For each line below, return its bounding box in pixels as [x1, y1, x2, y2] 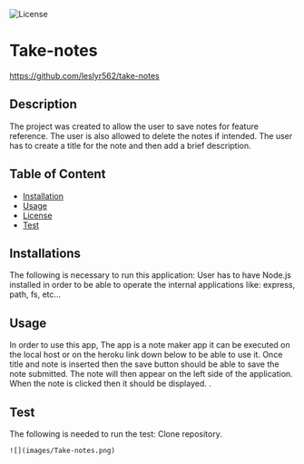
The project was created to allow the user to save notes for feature [9, 121, 259, 132]
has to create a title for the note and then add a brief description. [9, 140, 251, 151]
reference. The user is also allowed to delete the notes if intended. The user [9, 130, 293, 141]
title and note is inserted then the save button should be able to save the [9, 359, 279, 370]
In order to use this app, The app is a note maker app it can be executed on [9, 340, 290, 350]
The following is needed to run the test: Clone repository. [9, 429, 222, 439]
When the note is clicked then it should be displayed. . [9, 378, 211, 390]
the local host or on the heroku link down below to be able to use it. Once [9, 350, 283, 360]
